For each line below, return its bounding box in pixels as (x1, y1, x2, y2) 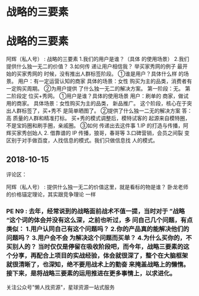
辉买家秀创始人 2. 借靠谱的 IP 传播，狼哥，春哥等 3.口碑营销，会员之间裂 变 (6, 130, 190, 137)
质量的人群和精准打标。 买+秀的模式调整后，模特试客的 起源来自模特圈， (12, 115, 191, 122)
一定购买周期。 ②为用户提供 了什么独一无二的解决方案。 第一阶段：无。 (6, 85, 184, 92)
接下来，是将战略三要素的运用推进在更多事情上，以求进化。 (6, 269, 176, 277)
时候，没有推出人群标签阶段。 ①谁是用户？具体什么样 (43, 70, 178, 78)
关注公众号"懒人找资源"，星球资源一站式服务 (6, 284, 115, 291)
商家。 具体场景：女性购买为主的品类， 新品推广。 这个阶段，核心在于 (16, 100, 187, 107)
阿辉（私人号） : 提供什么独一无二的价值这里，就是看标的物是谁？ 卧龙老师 (6, 183, 188, 190)
